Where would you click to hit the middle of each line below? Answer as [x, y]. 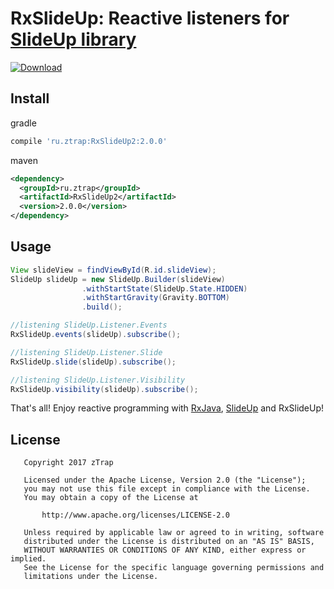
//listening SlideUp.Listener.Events [89, 325]
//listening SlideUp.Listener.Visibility [98, 380]
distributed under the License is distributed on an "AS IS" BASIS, [169, 542]
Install [30, 98]
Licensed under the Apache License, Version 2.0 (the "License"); [165, 480]
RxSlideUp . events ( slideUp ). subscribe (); [96, 335]
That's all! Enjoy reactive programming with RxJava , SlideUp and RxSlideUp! [167, 408]
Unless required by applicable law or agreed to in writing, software [174, 533]
